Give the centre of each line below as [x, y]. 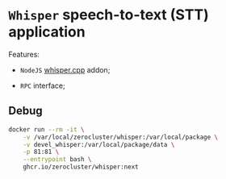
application [47, 32]
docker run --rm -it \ [46, 129]
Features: [24, 54]
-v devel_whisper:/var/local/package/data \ [99, 144]
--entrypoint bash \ [57, 160]
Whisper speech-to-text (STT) [109, 15]
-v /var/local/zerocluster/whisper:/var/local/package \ [121, 137]
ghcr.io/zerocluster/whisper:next [81, 167]
